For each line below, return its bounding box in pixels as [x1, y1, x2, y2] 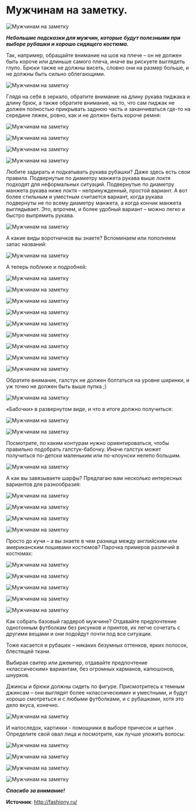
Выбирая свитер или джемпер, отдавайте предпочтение [6, 659, 148, 666]
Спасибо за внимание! [6, 787, 66, 794]
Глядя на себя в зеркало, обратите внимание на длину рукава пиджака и [6, 93, 190, 100]
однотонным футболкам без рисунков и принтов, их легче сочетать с [6, 624, 181, 631]
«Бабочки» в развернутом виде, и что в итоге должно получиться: [6, 405, 173, 412]
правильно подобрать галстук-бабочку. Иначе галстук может [6, 446, 161, 453]
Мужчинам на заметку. [6, 4, 128, 17]
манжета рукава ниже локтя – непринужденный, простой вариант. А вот [6, 187, 188, 194]
